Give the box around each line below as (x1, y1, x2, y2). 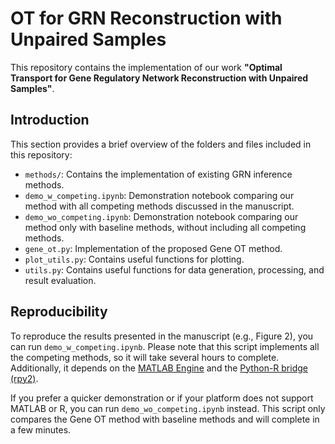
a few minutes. (10, 423, 72, 436)
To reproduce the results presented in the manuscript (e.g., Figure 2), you (10, 330, 314, 342)
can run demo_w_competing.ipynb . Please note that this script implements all (10, 340, 320, 352)
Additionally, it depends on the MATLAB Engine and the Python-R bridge (10, 362, 308, 374)
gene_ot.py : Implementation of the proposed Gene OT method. (24, 242, 283, 254)
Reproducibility (10, 303, 108, 321)
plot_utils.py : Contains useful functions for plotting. (24, 253, 245, 265)
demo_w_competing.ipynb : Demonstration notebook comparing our (24, 189, 295, 201)
